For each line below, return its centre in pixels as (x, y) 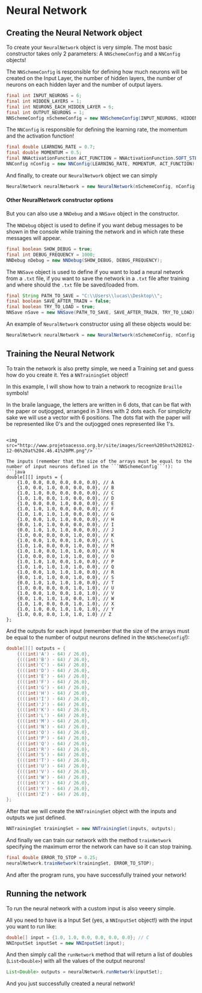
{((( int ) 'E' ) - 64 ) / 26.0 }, (54, 676)
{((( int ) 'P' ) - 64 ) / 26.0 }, (54, 738)
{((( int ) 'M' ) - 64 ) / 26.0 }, (54, 722)
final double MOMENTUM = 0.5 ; (44, 153)
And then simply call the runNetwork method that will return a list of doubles (99, 954)
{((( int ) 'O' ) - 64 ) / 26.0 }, (54, 732)
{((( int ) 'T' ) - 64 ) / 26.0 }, (54, 761)
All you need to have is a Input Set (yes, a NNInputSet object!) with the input (99, 920)
